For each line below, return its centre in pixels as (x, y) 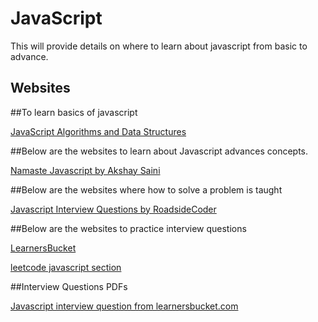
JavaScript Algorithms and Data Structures (98, 131)
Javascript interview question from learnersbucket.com (124, 306)
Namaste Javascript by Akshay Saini (85, 170)
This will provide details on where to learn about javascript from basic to (159, 46)
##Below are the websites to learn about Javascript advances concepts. (159, 151)
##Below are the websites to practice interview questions (128, 228)
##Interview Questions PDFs (69, 286)
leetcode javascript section (66, 267)
